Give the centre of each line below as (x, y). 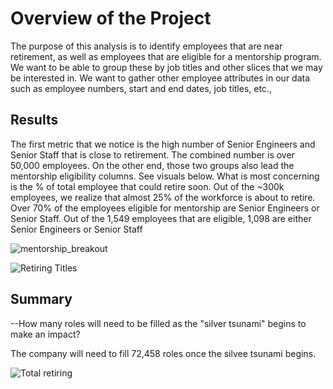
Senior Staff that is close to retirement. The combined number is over (152, 154)
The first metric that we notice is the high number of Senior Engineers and (163, 144)
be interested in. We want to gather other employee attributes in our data (160, 78)
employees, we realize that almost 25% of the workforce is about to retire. (163, 197)
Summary (41, 299)
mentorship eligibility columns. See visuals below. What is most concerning (165, 176)
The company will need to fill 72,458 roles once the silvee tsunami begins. (163, 353)
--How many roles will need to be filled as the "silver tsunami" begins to (158, 323)
